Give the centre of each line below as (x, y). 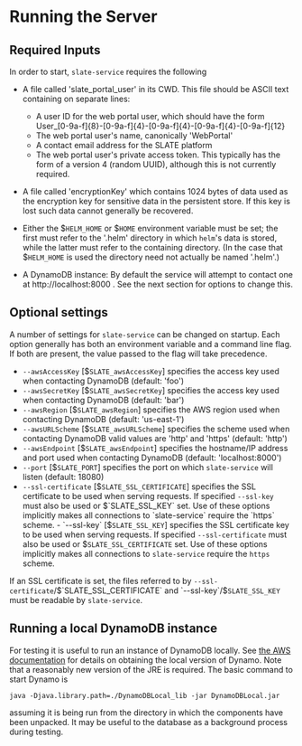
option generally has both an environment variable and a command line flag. (151, 344)
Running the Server (83, 17)
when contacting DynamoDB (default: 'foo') (103, 381)
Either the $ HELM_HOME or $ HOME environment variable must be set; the (150, 228)
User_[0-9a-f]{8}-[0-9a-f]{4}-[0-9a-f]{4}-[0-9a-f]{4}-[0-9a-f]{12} (160, 126)
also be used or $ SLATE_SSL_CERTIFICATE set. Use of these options (145, 543)
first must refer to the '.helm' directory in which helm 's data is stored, (150, 238)
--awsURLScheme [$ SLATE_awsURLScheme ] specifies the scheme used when (156, 429)
